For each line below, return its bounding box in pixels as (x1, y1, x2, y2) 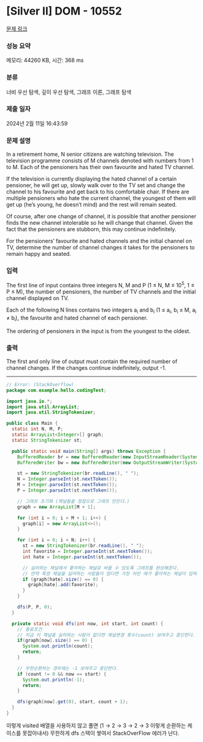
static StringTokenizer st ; (11, 437, 83, 443)
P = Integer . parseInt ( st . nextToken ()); (17, 487, 118, 493)
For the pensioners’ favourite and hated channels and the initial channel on (6, 238, 192, 245)
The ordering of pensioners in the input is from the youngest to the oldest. (6, 327, 191, 335)
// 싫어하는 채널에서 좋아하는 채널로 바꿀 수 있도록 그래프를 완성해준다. (22, 565, 179, 571)
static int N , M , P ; (11, 426, 63, 432)
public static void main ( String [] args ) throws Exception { (11, 448, 166, 454)
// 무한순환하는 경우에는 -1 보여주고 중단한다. (17, 665, 119, 671)
